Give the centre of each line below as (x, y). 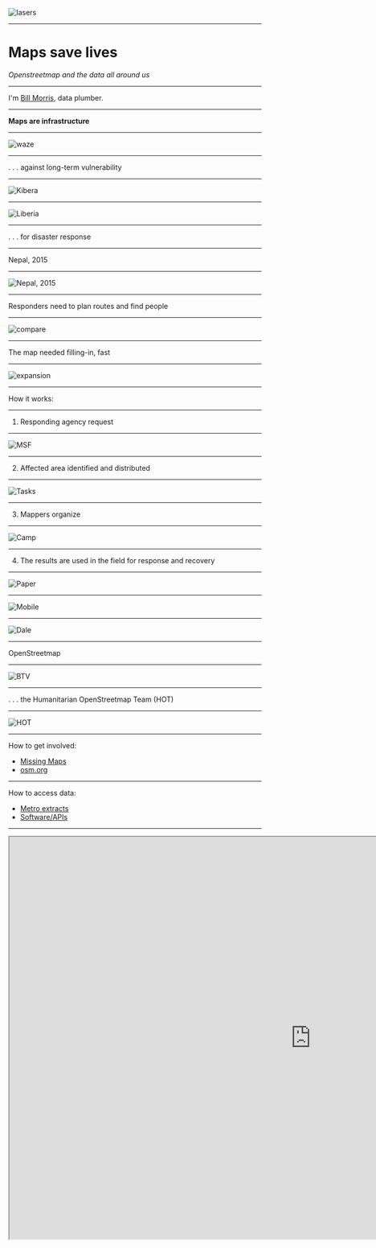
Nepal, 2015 (28, 259)
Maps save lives (63, 53)
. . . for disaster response (50, 237)
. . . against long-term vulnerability (65, 167)
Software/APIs (44, 817)
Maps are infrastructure (49, 121)
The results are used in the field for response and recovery (117, 560)
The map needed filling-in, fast (59, 352)
